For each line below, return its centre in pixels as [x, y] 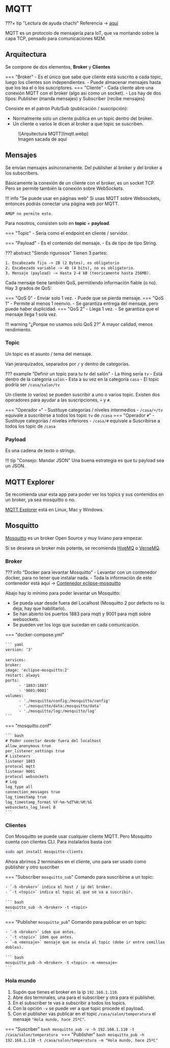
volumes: [15, 696]
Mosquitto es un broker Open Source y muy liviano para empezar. [74, 538]
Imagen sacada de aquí [42, 139]
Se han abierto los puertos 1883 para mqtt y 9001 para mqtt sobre [82, 614]
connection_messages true [33, 792]
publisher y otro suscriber [32, 867]
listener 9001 [20, 772]
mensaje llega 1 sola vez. [31, 314]
